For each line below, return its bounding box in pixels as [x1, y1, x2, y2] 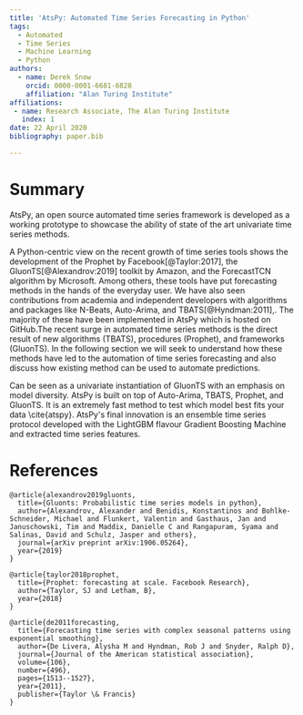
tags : [9, 22, 30, 31]
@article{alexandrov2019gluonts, [9, 490, 136, 499]
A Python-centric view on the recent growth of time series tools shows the [9, 246, 288, 257]
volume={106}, [17, 658, 71, 667]
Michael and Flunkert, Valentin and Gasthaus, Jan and [54, 514, 267, 524]
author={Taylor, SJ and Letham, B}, [17, 586, 157, 595]
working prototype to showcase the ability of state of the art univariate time [9, 219, 293, 230]
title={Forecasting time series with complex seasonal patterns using [17, 626, 291, 635]
